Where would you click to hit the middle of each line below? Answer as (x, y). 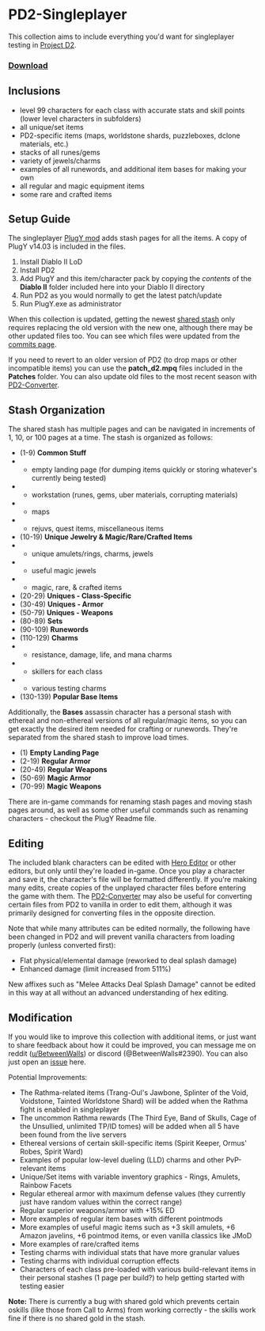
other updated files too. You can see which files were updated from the (124, 336)
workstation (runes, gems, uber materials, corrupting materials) (135, 495)
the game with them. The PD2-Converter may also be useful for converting (130, 896)
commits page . (32, 344)
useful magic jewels (64, 571)
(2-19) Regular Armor (55, 761)
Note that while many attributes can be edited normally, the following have (129, 929)
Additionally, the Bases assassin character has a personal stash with (120, 712)
